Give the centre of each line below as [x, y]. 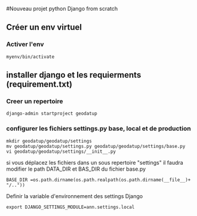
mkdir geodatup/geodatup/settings [49, 141]
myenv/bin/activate [30, 57]
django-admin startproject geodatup [52, 114]
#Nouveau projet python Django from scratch [62, 9]
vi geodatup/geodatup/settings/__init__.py [61, 152]
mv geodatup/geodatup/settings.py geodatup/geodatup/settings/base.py [96, 146]
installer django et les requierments [74, 75]
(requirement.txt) [39, 84]
